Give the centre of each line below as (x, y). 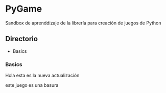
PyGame (24, 9)
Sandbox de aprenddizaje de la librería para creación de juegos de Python (83, 23)
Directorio (22, 39)
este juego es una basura (32, 85)
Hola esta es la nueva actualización (42, 75)
